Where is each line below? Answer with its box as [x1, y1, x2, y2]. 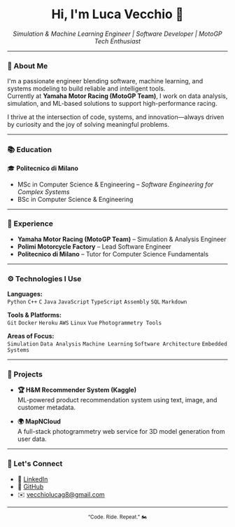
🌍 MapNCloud [17, 417, 62, 426]
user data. [17, 434, 47, 444]
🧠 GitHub [17, 482, 44, 491]
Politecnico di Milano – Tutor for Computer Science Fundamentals [17, 249, 208, 258]
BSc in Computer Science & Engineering [17, 195, 134, 203]
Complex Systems [17, 187, 70, 196]
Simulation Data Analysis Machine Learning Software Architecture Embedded [7, 341, 227, 348]
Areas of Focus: [7, 332, 55, 341]
